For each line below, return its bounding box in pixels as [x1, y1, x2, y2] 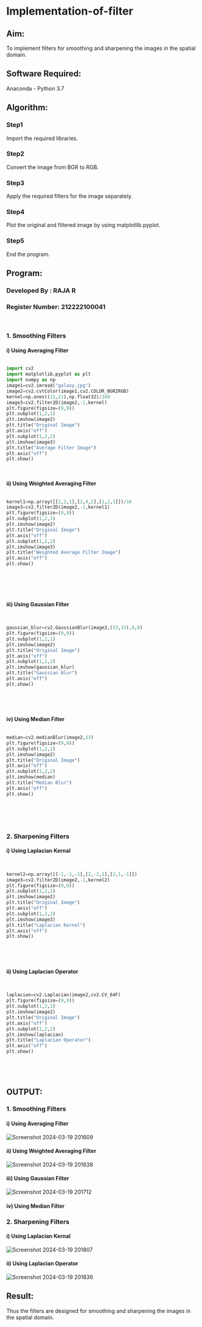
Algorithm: [6, 102, 48, 113]
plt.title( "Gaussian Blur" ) [6, 670, 78, 676]
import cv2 [6, 366, 34, 372]
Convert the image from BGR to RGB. [6, 163, 99, 171]
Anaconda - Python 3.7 [6, 85, 64, 92]
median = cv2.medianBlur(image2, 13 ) [6, 735, 94, 741]
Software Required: [6, 69, 82, 79]
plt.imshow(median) [6, 774, 56, 780]
